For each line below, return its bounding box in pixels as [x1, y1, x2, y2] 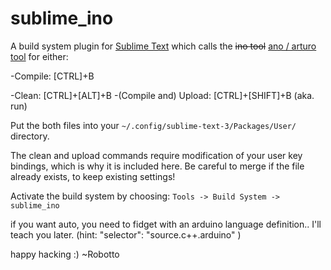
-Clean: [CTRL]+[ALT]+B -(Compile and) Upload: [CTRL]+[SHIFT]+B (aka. [10, 89, 315, 101]
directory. [10, 130, 50, 142]
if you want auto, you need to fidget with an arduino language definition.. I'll [10, 218, 322, 230]
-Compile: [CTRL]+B [10, 70, 95, 82]
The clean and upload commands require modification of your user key [10, 149, 303, 161]
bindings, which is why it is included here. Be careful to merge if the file [10, 160, 305, 172]
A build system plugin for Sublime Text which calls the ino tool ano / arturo [10, 40, 317, 52]
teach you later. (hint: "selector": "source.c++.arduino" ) [10, 228, 242, 241]
